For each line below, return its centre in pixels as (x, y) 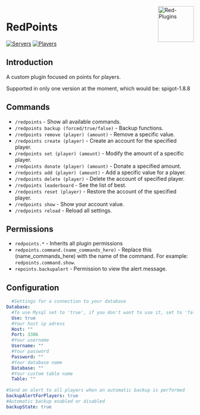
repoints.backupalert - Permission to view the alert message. (91, 269)
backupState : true (29, 407)
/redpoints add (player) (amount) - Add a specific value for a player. (100, 172)
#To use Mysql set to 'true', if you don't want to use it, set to (97, 312)
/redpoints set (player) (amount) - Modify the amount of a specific (99, 153)
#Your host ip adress (38, 324)
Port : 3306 (25, 335)
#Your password (30, 352)
